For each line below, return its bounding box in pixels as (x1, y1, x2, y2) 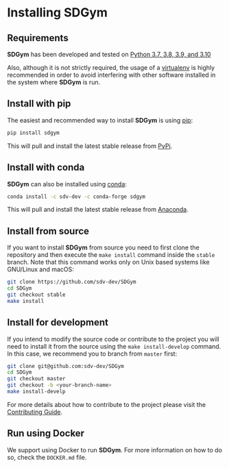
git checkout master (7, 375, 67, 382)
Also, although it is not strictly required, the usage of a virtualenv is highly (7, 64, 215, 71)
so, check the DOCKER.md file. (7, 453, 87, 461)
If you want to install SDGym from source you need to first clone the (7, 243, 200, 251)
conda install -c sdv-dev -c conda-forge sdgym (7, 193, 146, 200)
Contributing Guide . (7, 408, 63, 416)
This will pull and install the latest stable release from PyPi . (7, 142, 173, 150)
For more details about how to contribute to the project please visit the (7, 400, 206, 408)
